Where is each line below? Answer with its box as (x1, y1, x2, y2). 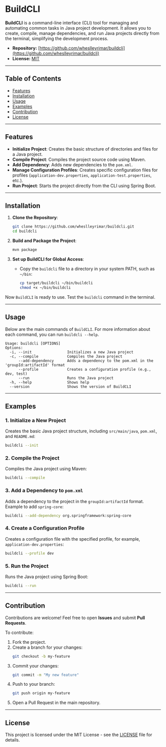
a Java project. (12, 151, 43, 157)
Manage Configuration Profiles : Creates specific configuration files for (12, 167, 158, 173)
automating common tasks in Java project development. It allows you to (5, 25, 152, 31)
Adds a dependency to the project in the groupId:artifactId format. (5, 498, 144, 504)
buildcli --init (5, 443, 39, 448)
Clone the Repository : (12, 215, 58, 221)
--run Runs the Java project (18, 375, 114, 381)
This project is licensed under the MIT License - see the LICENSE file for (5, 732, 152, 738)
